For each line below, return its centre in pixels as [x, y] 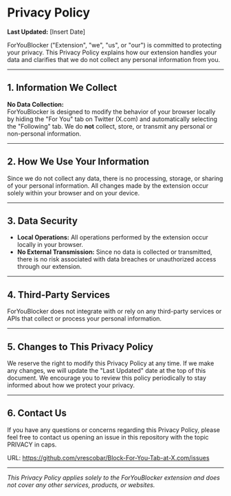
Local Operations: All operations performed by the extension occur [112, 237]
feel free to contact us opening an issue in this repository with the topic [108, 437]
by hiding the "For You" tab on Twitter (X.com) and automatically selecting [112, 119]
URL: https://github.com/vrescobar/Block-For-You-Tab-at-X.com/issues [108, 457]
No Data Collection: [35, 104]
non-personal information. [44, 133]
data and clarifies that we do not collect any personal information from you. [114, 59]
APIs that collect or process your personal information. [85, 319]
